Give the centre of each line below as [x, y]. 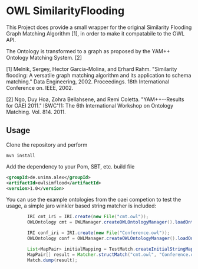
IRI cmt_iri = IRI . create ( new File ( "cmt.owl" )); [88, 217]
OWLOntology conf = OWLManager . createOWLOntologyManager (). [103, 238]
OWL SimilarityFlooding [65, 11]
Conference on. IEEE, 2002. [40, 87]
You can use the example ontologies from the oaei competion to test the [94, 200]
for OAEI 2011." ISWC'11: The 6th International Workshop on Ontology [90, 105]
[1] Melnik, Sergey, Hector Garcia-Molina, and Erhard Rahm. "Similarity [92, 69]
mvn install [21, 155]
